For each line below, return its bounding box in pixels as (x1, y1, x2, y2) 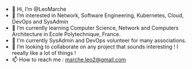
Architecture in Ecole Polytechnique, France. (11, 31, 121, 38)
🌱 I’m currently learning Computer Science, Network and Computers (11, 24, 179, 31)
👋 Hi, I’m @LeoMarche (11, 6, 66, 12)
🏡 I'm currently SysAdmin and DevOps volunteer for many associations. (11, 37, 187, 44)
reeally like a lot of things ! (11, 50, 76, 56)
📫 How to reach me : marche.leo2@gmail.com (11, 56, 126, 63)
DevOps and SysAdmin (11, 18, 69, 25)
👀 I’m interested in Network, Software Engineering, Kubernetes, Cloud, (11, 12, 184, 19)
